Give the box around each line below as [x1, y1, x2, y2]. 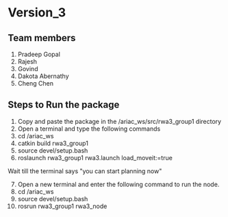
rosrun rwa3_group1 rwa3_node [17, 202, 107, 210]
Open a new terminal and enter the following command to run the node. [17, 180, 220, 188]
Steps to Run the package [8, 99, 120, 111]
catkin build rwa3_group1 [17, 139, 88, 147]
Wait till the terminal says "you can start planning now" [8, 166, 162, 175]
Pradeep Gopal [17, 50, 61, 58]
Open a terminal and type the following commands [17, 125, 161, 133]
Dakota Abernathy [17, 72, 69, 80]
